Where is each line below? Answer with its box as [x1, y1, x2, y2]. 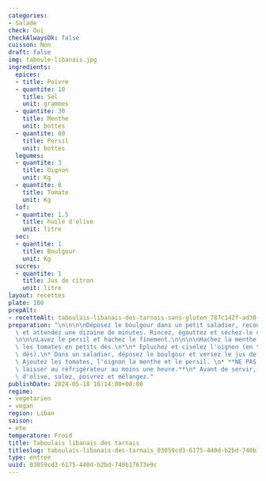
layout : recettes [8, 292, 66, 300]
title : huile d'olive [22, 218, 93, 226]
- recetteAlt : [8, 314, 55, 322]
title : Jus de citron [22, 277, 93, 285]
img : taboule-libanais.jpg [8, 56, 97, 64]
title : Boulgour [22, 247, 77, 255]
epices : [15, 71, 41, 78]
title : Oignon [22, 166, 69, 174]
